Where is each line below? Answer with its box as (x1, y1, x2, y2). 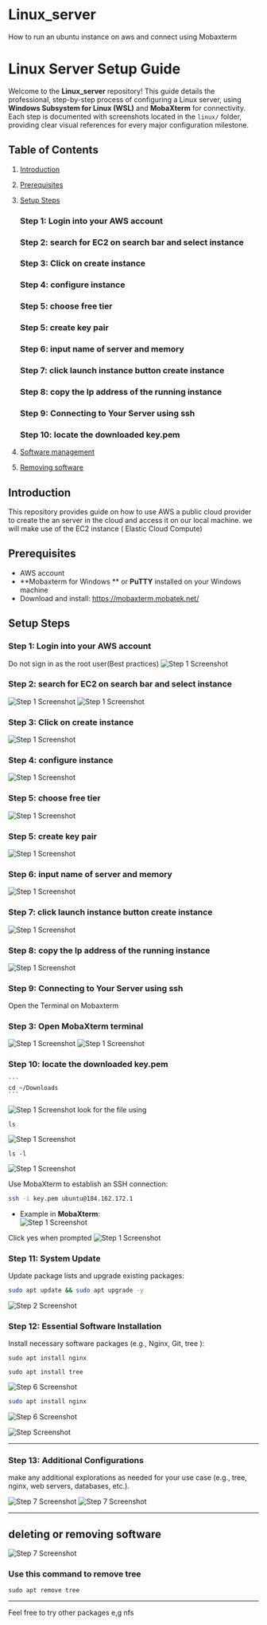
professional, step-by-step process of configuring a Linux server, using (8, 94, 242, 104)
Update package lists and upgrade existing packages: (8, 1270, 184, 1281)
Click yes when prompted (8, 1233, 92, 1242)
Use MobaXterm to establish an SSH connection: (8, 1178, 168, 1189)
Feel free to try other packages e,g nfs (8, 1608, 134, 1618)
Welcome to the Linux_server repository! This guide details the (8, 86, 215, 96)
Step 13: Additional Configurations (8, 1454, 145, 1466)
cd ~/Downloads (8, 1084, 59, 1092)
